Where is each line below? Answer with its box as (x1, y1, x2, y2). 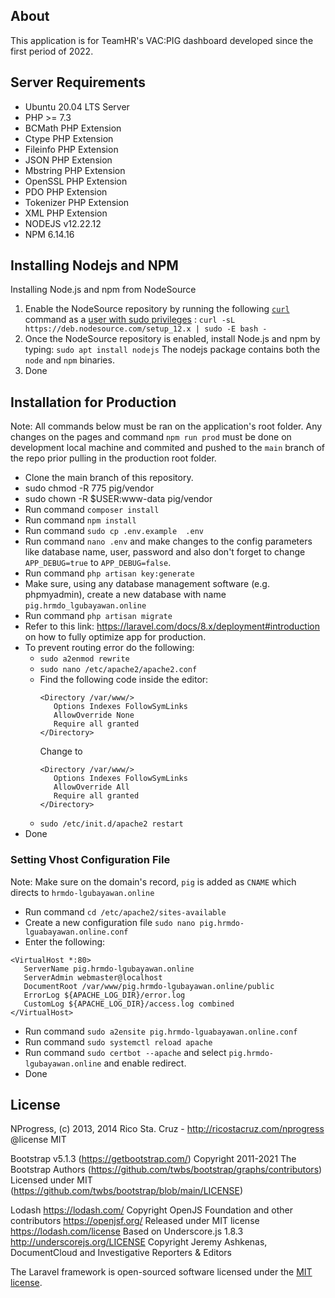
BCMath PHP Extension (24, 122, 122, 134)
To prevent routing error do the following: (24, 642, 195, 654)
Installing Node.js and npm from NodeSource (10, 284, 197, 296)
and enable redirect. (103, 1057, 187, 1069)
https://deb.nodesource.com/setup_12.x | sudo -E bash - (24, 324, 268, 334)
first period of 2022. (10, 45, 94, 57)
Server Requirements (10, 74, 147, 91)
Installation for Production (10, 394, 177, 411)
